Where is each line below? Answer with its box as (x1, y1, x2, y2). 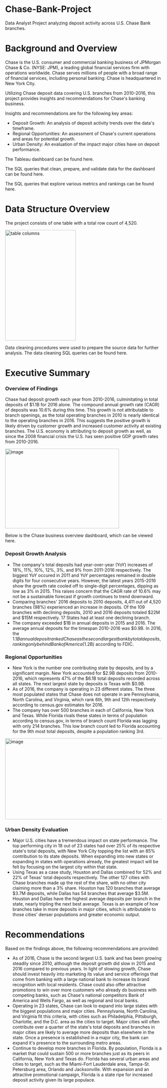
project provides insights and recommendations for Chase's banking (5, 95, 146, 101)
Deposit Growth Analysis (5, 550, 67, 557)
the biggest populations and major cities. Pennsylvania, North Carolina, (12, 1008, 158, 1014)
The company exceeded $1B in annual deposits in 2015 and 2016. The (12, 620, 156, 626)
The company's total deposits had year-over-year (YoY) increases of (12, 562, 153, 568)
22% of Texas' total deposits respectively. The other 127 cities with (12, 875, 150, 881)
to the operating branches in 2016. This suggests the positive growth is (5, 418, 151, 424)
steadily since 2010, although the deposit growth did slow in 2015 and (12, 960, 155, 966)
